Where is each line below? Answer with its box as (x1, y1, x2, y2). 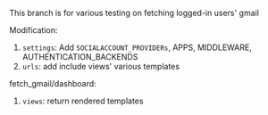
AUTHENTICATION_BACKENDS (21, 52, 138, 62)
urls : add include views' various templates (21, 62, 180, 71)
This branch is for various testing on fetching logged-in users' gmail (9, 8, 259, 18)
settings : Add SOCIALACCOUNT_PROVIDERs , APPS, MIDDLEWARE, (21, 42, 252, 53)
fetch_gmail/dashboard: (9, 78, 96, 88)
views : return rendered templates (21, 95, 144, 106)
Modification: (9, 25, 58, 35)
